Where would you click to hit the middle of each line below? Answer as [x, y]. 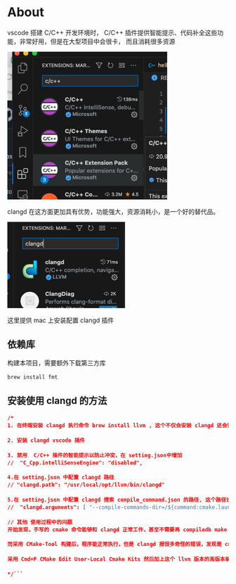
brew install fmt [33, 377]
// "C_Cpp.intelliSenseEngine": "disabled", [75, 463]
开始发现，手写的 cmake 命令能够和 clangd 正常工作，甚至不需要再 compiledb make [117, 529]
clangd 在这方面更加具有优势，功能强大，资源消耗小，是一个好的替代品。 [113, 211]
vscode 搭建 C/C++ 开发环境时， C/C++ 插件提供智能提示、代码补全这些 [112, 32]
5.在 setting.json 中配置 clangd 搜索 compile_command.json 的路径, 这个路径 [117, 500]
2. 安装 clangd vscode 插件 [46, 440]
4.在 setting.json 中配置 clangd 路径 [61, 478]
